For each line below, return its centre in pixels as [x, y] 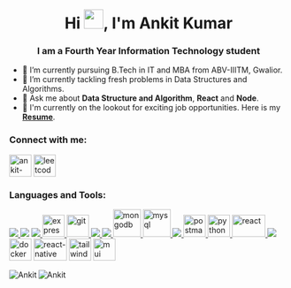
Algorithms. [43, 89]
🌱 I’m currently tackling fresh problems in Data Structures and [134, 80]
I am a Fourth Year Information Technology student [149, 51]
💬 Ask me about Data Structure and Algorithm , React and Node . [140, 98]
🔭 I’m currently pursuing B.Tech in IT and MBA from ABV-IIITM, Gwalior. [152, 70]
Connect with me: [48, 140]
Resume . [38, 117]
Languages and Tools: [57, 194]
